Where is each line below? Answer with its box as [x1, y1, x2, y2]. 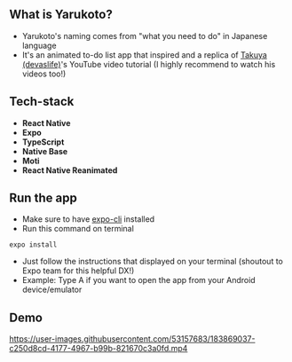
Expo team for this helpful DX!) [21, 265, 135, 276]
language [21, 40, 57, 51]
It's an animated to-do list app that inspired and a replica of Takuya [21, 49, 268, 60]
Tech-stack [9, 94, 75, 109]
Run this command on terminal [21, 224, 135, 234]
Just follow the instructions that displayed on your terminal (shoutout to [21, 256, 284, 267]
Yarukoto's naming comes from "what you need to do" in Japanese [21, 30, 268, 41]
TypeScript [21, 137, 65, 147]
